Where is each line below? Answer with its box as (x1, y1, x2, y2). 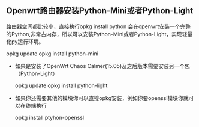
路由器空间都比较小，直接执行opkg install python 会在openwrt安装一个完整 (6, 23, 191, 30)
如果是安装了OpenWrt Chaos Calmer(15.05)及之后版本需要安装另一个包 (14, 62, 191, 69)
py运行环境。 (11, 38, 44, 45)
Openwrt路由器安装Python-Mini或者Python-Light (6, 5, 194, 16)
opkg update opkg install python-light (14, 82, 108, 89)
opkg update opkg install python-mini (6, 50, 99, 57)
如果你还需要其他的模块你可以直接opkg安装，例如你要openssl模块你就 (14, 94, 189, 101)
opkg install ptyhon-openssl (14, 114, 85, 121)
